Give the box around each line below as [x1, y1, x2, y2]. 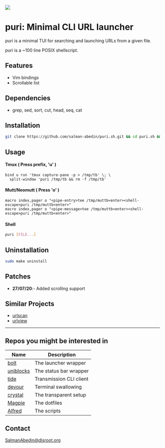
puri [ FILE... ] [5, 232, 36, 237]
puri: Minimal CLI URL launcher [5, 22, 134, 33]
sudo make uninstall [5, 258, 48, 264]
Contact [5, 424, 30, 432]
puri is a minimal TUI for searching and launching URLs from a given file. [5, 37, 151, 44]
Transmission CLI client [34, 376, 88, 383]
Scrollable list [12, 80, 40, 85]
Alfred [7, 408, 22, 415]
